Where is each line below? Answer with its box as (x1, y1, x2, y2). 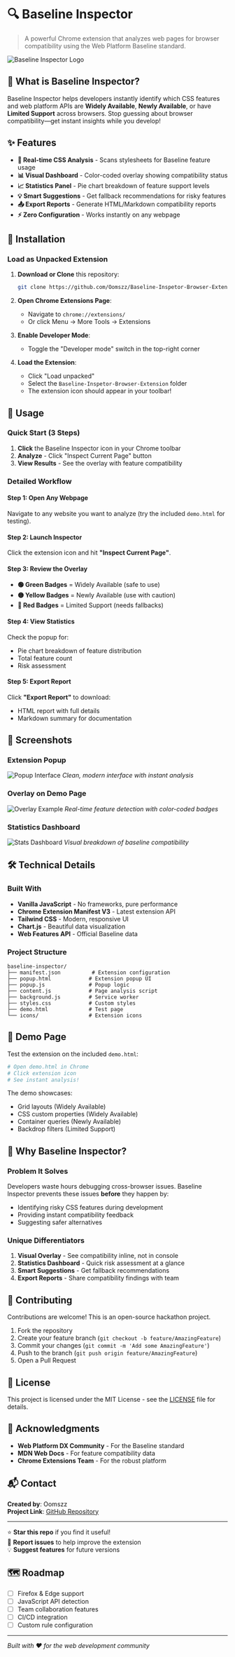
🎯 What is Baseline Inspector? (7, 76, 140, 88)
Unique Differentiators (7, 1236, 85, 1245)
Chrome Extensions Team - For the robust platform (17, 1456, 166, 1465)
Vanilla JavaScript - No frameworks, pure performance (17, 900, 178, 908)
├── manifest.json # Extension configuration (7, 969, 171, 976)
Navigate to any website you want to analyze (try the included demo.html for (7, 509, 225, 518)
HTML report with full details (17, 706, 100, 715)
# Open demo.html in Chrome (7, 1063, 90, 1070)
